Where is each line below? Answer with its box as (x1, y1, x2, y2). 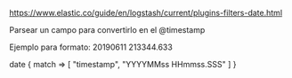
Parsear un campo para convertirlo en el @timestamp (9, 25, 206, 35)
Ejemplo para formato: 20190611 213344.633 (9, 42, 174, 52)
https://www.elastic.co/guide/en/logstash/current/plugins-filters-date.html (9, 8, 283, 18)
